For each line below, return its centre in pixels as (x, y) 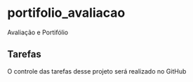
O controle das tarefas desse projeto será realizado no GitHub (97, 71)
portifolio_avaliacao (66, 13)
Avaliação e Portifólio (38, 32)
